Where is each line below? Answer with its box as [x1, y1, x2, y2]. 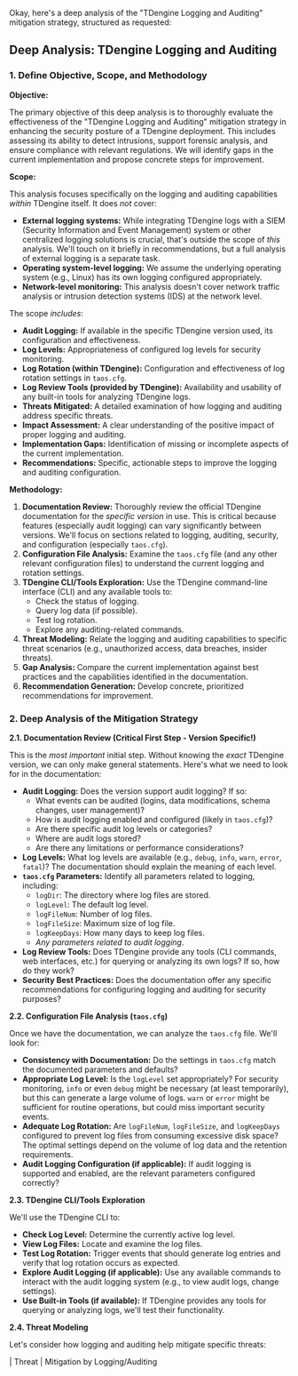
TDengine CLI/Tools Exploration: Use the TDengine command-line [21, 577, 268, 588]
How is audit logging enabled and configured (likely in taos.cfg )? [35, 813, 273, 825]
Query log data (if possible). [35, 604, 138, 616]
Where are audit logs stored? [35, 833, 142, 844]
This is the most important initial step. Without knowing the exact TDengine [9, 749, 285, 760]
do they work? [21, 964, 75, 976]
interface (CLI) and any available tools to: [21, 586, 173, 596]
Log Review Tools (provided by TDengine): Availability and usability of [21, 381, 282, 392]
